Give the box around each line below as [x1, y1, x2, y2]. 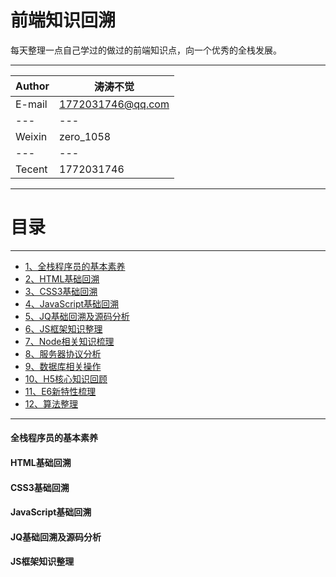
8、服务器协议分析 [24, 347, 102, 360]
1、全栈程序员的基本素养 [24, 260, 126, 272]
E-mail [15, 97, 48, 111]
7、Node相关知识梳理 [24, 335, 115, 347]
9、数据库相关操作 [24, 360, 102, 372]
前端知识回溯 [10, 9, 117, 32]
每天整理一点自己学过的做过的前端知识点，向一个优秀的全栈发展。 [10, 44, 282, 56]
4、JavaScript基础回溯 [24, 297, 120, 310]
